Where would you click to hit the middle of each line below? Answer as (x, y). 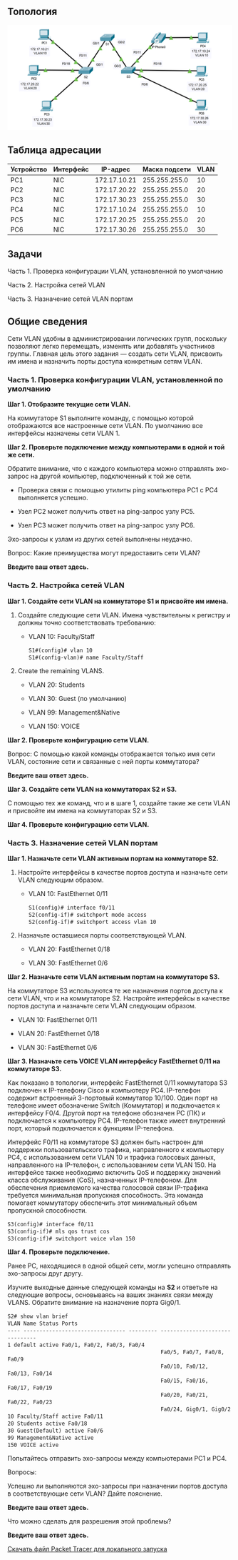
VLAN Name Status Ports (43, 1323)
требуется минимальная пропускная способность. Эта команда (105, 1195)
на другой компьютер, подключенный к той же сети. (111, 476)
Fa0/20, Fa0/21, (184, 1395)
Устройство (29, 169)
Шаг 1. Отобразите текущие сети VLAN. (69, 404)
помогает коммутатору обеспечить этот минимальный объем (102, 1203)
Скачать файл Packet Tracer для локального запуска (87, 1549)
